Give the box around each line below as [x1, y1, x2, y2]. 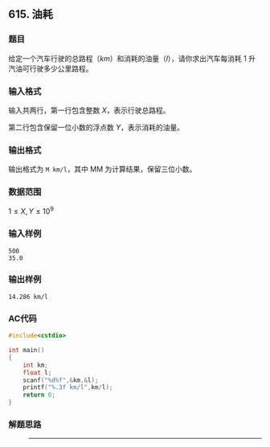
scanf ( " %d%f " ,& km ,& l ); [22, 376, 99, 384]
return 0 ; [22, 391, 56, 400]
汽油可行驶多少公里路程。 [8, 64, 93, 73]
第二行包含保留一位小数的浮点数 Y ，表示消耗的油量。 [8, 122, 185, 132]
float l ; [22, 368, 52, 376]
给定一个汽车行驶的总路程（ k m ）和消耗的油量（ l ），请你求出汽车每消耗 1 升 [8, 53, 256, 63]
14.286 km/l [8, 293, 48, 301]
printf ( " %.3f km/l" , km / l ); [22, 383, 113, 392]
